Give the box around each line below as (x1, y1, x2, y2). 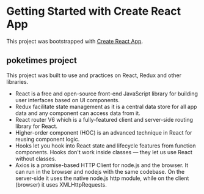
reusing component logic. (15, 135, 80, 143)
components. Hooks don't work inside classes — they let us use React (15, 148, 192, 155)
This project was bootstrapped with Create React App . (6, 37, 144, 45)
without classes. (15, 155, 57, 162)
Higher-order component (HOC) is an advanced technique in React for (15, 129, 192, 136)
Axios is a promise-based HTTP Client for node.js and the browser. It (15, 161, 189, 169)
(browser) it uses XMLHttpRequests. (15, 181, 107, 188)
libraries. (6, 78, 29, 85)
